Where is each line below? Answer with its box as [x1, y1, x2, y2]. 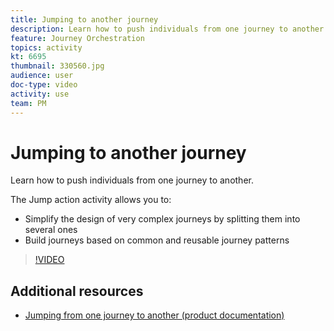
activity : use [10, 89, 70, 99]
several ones [24, 224, 78, 236]
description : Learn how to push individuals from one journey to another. [10, 24, 329, 34]
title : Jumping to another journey [10, 14, 159, 25]
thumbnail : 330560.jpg [10, 61, 105, 71]
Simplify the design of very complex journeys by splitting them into [24, 213, 301, 225]
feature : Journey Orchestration [10, 33, 145, 43]
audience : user [10, 71, 74, 81]
